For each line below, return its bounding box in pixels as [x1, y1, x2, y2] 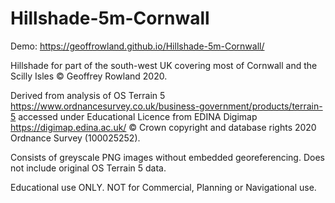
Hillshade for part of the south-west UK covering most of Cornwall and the [10, 59, 318, 71]
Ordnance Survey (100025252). [10, 132, 141, 144]
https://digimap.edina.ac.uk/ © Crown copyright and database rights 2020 [10, 121, 317, 133]
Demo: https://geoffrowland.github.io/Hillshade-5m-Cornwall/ [10, 40, 265, 52]
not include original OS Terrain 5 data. [10, 162, 167, 174]
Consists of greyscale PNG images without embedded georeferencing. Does [10, 151, 325, 163]
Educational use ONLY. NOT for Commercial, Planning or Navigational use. [10, 181, 317, 193]
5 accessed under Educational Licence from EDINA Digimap [10, 110, 258, 122]
